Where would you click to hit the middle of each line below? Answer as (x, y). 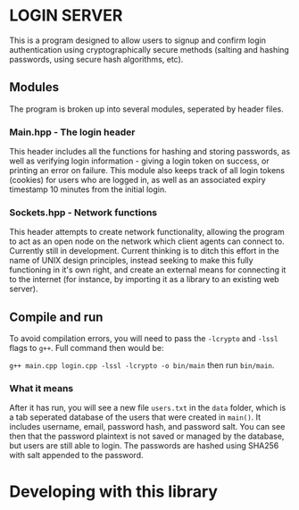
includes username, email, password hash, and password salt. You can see (147, 427)
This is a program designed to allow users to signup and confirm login (137, 40)
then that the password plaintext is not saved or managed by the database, (147, 436)
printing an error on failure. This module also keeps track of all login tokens (147, 171)
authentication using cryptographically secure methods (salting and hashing (149, 49)
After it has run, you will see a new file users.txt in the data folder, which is (148, 408)
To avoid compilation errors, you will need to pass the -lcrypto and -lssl (144, 339)
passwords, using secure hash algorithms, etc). (96, 59)
